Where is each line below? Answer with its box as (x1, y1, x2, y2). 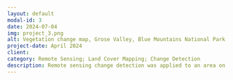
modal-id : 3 (7, 17, 42, 24)
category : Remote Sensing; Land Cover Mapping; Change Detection (7, 56, 200, 63)
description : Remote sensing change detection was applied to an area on (7, 62, 226, 69)
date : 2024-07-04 (7, 23, 58, 30)
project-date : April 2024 (7, 42, 82, 49)
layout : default (7, 10, 54, 17)
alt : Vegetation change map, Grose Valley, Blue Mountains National (7, 36, 210, 43)
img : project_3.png (7, 29, 64, 37)
